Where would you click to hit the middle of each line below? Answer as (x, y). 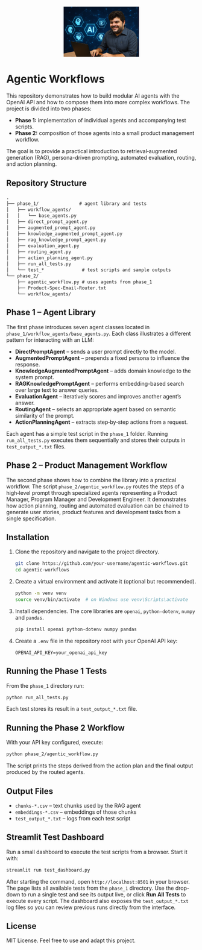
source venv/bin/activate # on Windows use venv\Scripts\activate (101, 600)
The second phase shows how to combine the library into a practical (91, 480)
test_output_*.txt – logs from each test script (73, 818)
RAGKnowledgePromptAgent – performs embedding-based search (99, 383)
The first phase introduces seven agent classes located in (78, 327)
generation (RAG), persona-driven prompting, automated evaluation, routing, (101, 158)
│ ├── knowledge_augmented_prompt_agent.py (64, 234)
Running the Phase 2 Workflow (65, 728)
